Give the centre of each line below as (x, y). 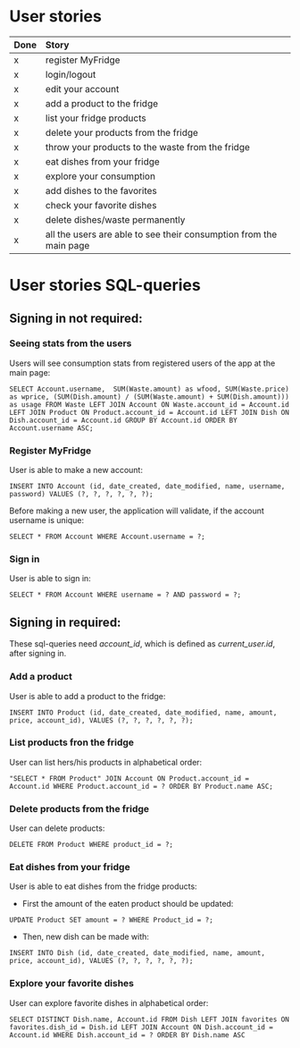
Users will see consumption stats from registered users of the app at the (142, 363)
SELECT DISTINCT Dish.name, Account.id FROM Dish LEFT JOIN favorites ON (150, 1019)
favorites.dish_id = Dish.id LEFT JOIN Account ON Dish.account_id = (142, 1027)
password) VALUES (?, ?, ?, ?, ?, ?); (81, 494)
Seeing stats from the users (71, 343)
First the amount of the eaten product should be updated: (128, 904)
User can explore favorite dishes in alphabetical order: (109, 1002)
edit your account (82, 89)
